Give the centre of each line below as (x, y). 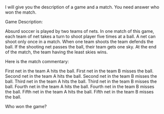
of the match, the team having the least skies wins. (56, 52)
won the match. (21, 12)
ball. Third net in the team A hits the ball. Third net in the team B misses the (81, 81)
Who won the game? (26, 106)
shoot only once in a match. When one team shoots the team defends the (79, 42)
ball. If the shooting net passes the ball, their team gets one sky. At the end (81, 47)
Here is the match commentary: (37, 61)
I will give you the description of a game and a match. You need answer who (82, 7)
